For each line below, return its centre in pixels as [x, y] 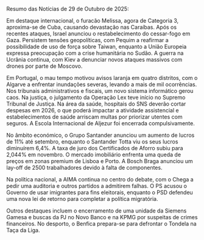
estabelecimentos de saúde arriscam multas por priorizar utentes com [94, 117]
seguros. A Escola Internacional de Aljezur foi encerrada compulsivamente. [100, 123]
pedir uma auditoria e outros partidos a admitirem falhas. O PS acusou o [97, 186]
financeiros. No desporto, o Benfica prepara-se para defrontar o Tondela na [101, 224]
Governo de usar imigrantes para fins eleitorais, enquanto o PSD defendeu [100, 192]
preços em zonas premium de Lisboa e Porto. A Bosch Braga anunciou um [100, 161]
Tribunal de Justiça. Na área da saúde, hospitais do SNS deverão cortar [96, 104]
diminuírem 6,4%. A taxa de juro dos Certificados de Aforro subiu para [95, 148]
